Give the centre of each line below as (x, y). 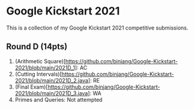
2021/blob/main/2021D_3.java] (52, 93)
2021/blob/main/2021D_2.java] (53, 80)
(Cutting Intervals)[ (38, 74)
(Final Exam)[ (31, 87)
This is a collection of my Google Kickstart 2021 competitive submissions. (97, 28)
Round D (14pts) (37, 47)
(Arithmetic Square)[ (40, 61)
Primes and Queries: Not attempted (59, 99)
